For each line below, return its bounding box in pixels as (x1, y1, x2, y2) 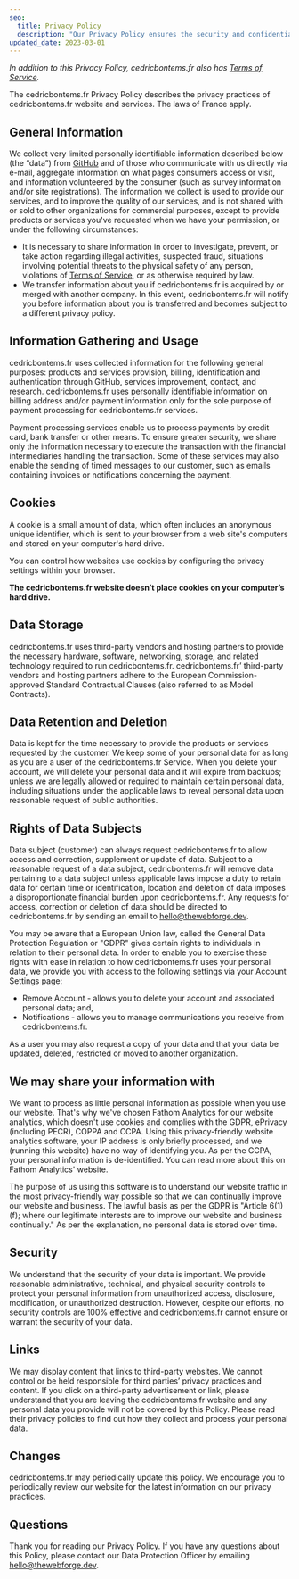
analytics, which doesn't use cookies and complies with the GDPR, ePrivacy (9, 1117, 287, 1127)
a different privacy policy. (21, 308, 116, 319)
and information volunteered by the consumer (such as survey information (9, 177, 282, 187)
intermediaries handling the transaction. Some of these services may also (9, 450, 279, 461)
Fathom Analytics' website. (9, 1164, 109, 1175)
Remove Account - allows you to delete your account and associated (21, 993, 275, 1004)
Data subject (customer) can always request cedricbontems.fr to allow (9, 844, 268, 855)
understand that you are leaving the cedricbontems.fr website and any (9, 1394, 268, 1405)
